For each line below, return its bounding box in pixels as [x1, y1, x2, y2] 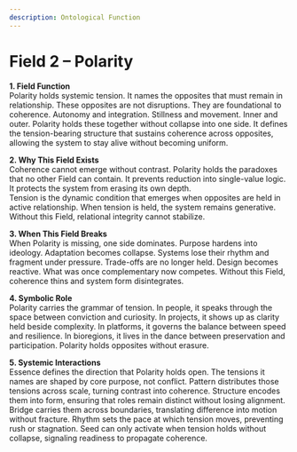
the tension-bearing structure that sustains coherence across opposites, [9, 128, 274, 139]
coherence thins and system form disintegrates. [9, 275, 184, 286]
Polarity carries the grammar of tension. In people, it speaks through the [9, 302, 273, 313]
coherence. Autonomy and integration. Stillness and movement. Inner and [9, 108, 278, 120]
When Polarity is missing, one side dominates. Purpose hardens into [9, 237, 258, 249]
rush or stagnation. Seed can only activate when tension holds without [9, 423, 267, 433]
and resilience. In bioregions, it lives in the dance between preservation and [9, 330, 285, 341]
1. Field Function [9, 81, 71, 91]
